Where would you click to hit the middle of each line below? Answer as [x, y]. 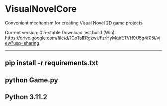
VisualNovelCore [41, 9]
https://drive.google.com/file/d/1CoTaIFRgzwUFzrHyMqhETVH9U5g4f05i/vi [83, 38]
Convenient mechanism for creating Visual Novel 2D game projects [74, 23]
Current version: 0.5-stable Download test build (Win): [61, 32]
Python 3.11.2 [26, 97]
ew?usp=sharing [22, 43]
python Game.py [32, 80]
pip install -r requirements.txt [52, 63]
